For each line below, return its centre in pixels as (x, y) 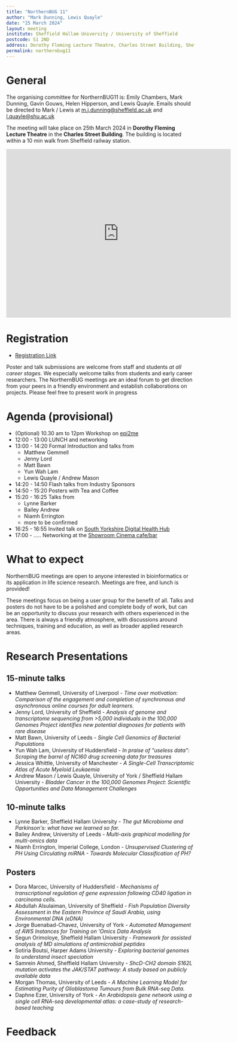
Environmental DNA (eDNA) (49, 918)
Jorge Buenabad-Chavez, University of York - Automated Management (103, 925)
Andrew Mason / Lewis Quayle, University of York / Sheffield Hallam (99, 776)
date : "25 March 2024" (34, 23)
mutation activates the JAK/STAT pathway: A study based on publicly (101, 969)
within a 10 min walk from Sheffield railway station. (69, 140)
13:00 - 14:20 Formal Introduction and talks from (75, 446)
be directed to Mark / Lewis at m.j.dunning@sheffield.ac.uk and (84, 110)
